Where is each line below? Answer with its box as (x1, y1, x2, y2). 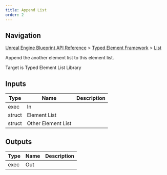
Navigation (5, 31, 41, 40)
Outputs (5, 137, 32, 146)
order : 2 (5, 12, 24, 17)
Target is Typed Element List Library (5, 64, 81, 71)
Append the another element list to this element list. (5, 55, 114, 61)
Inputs (5, 79, 27, 88)
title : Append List (5, 7, 47, 13)
